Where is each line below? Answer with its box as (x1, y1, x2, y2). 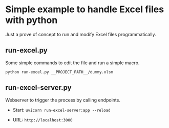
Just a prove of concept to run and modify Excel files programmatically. (5, 31, 156, 37)
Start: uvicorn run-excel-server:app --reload (12, 107, 111, 113)
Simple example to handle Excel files (5, 4, 164, 15)
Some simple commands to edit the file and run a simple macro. (5, 60, 140, 66)
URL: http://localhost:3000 (12, 116, 73, 123)
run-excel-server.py (5, 83, 72, 92)
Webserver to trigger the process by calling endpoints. (5, 97, 120, 103)
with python (5, 14, 58, 26)
